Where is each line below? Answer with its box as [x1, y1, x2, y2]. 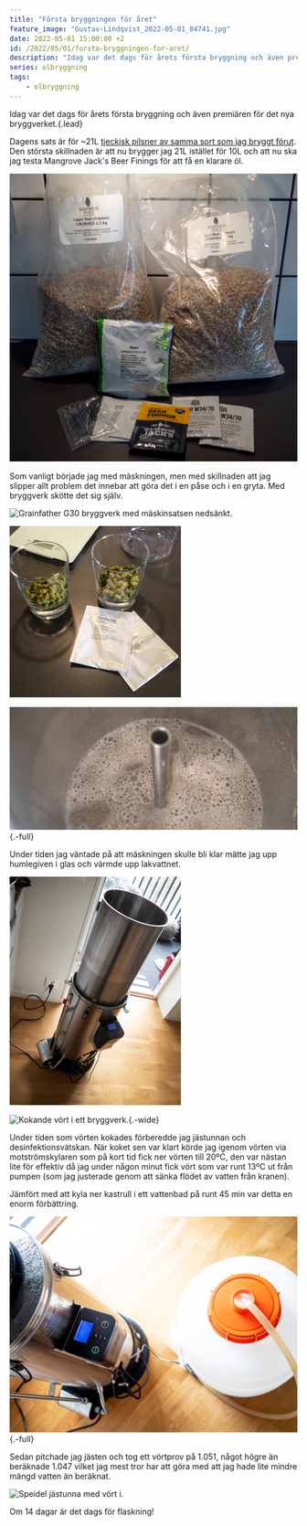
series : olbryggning [9, 63, 89, 72]
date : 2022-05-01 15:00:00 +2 [9, 34, 125, 43]
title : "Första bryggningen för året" [9, 15, 157, 24]
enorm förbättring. [9, 1198, 79, 1210]
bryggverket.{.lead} [9, 118, 84, 129]
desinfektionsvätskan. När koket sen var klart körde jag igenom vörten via [9, 1142, 287, 1153]
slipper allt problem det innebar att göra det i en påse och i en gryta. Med [9, 480, 285, 491]
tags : [9, 73, 30, 82]
